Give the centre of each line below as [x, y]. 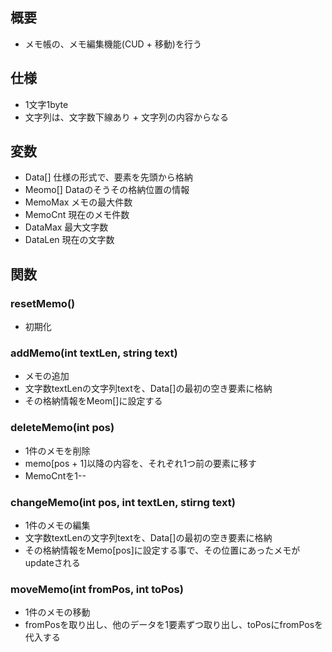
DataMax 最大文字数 [66, 227]
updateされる [52, 563]
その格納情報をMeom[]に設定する [93, 401]
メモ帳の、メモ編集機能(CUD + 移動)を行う [113, 44]
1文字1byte [46, 104]
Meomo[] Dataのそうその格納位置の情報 [107, 190]
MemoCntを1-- [55, 475]
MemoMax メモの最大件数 [78, 202]
